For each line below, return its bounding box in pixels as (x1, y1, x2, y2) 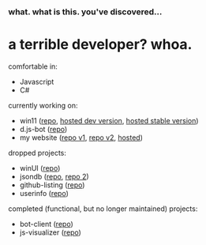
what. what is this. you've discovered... (8, 6, 163, 17)
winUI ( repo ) (19, 163, 61, 172)
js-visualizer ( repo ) (19, 228, 81, 237)
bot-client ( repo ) (19, 219, 73, 228)
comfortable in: (8, 62, 58, 71)
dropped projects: (8, 148, 67, 157)
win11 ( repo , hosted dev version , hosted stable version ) (19, 115, 199, 125)
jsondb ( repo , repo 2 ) (19, 171, 89, 181)
